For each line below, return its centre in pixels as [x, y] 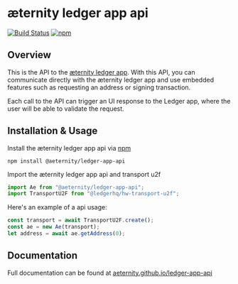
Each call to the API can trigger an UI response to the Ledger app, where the [119, 101]
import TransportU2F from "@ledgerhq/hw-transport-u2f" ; [93, 194]
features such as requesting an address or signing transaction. [99, 87]
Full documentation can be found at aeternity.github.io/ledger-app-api [110, 273]
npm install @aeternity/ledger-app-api [66, 161]
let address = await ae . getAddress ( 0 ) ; [66, 234]
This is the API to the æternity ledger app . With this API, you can [101, 72]
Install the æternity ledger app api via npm [69, 148]
